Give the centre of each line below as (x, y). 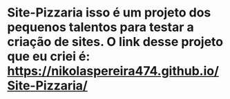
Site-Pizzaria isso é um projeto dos (109, 13)
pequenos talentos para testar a (101, 27)
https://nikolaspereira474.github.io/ (113, 71)
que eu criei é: (49, 57)
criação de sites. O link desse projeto (115, 42)
